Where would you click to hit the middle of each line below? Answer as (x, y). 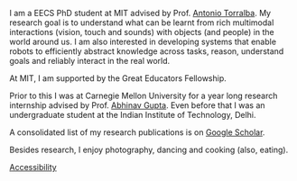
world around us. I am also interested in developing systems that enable (143, 41)
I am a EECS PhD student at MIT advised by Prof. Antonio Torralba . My (140, 13)
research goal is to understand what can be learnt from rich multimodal (142, 23)
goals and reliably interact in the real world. (90, 61)
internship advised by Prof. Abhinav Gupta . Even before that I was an (137, 105)
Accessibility (33, 167)
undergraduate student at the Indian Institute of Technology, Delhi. (133, 115)
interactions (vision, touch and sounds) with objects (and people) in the (142, 32)
